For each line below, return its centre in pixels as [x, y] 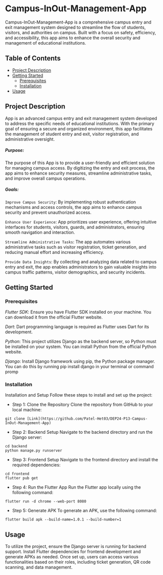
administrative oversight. [30, 139]
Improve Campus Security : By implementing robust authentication [70, 202]
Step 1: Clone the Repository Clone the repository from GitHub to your [82, 404]
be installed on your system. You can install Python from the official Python [81, 347]
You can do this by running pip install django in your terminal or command [80, 367]
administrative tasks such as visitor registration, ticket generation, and [76, 247]
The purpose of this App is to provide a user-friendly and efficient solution [80, 163]
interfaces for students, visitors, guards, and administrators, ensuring [75, 227]
